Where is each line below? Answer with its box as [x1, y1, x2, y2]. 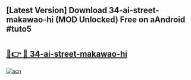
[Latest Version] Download [6, 5, 108, 16]
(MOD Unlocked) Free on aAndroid [55, 15, 186, 25]
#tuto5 [6, 24, 32, 34]
